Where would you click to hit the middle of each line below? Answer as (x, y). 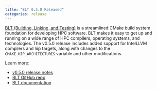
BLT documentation (32, 82)
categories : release (26, 14)
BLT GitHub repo (29, 77)
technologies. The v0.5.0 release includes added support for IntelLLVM (76, 43)
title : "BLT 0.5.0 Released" (35, 9)
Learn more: (17, 63)
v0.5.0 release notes (33, 72)
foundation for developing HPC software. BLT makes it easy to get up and (78, 33)
